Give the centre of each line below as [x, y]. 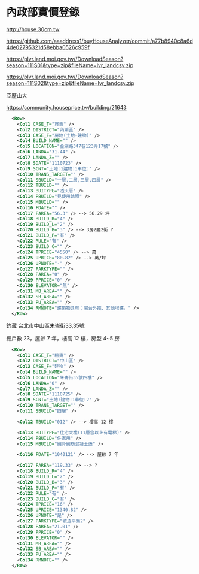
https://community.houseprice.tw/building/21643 [66, 107]
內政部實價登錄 [43, 12]
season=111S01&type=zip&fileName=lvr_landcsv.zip [70, 65]
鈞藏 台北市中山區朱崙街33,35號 [45, 326]
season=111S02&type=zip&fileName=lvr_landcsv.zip [70, 83]
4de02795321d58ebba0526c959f [48, 47]
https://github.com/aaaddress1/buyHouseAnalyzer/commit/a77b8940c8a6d [99, 41]
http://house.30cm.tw [33, 29]
